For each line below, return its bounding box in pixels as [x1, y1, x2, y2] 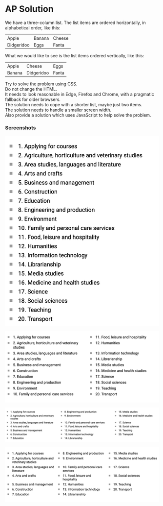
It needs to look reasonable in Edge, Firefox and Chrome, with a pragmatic [5, 91, 155, 97]
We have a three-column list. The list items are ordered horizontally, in [5, 20, 146, 25]
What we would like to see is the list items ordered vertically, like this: [5, 53, 144, 59]
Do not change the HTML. [5, 86, 57, 92]
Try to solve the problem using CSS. [5, 81, 78, 87]
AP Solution [5, 3, 54, 15]
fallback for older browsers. [5, 96, 61, 102]
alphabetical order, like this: [5, 24, 61, 30]
